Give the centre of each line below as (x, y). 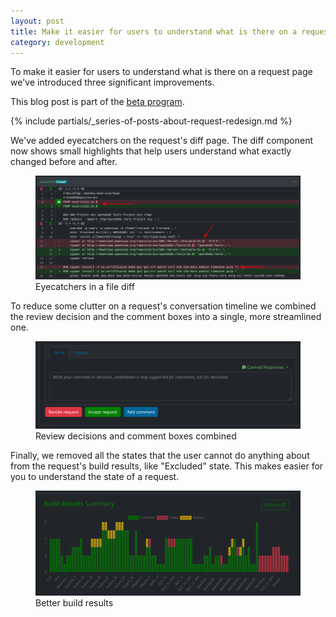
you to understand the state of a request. (95, 476)
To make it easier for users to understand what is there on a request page (161, 72)
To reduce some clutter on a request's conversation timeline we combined (163, 306)
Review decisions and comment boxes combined (136, 436)
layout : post (37, 21)
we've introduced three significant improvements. (112, 82)
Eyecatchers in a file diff (85, 286)
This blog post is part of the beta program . (97, 102)
